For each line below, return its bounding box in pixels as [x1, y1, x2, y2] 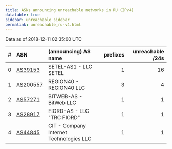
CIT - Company [48, 122, 86, 129]
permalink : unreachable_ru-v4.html [5, 22, 81, 27]
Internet [48, 129, 68, 136]
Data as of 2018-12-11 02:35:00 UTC [5, 36, 82, 42]
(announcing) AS [48, 48, 91, 55]
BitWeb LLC [48, 99, 77, 106]
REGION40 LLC [48, 84, 85, 91]
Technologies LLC [48, 135, 92, 142]
